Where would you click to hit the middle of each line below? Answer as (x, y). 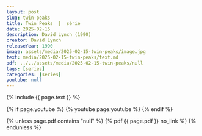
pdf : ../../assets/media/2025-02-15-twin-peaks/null (75, 63)
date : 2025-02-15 (28, 29)
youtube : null (24, 80)
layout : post (23, 12)
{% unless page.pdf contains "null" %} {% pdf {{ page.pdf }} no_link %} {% (101, 121)
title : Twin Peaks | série (43, 23)
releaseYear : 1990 (30, 46)
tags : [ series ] (26, 69)
